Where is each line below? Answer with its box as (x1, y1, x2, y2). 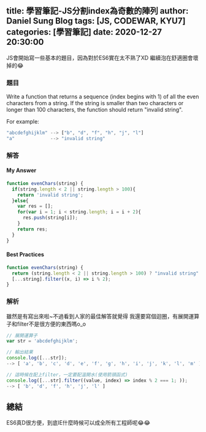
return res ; (17, 226, 48, 232)
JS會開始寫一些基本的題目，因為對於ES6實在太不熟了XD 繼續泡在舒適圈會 (6, 54, 193, 61)
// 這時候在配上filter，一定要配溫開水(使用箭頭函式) (6, 371, 128, 378)
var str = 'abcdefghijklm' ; (6, 338, 78, 344)
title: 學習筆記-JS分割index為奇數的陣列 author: (6, 6, 189, 17)
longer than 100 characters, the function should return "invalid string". (6, 106, 183, 114)
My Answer (6, 167, 37, 174)
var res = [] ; (17, 203, 53, 210)
